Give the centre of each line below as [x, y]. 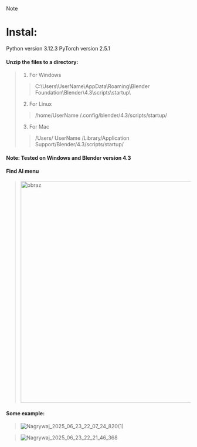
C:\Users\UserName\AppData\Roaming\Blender [92, 86]
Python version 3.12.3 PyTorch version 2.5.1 [58, 48]
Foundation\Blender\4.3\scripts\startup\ [83, 93]
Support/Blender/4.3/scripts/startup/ [79, 144]
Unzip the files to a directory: [42, 62]
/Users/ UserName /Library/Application [82, 138]
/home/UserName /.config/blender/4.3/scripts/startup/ [101, 115]
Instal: [22, 32]
